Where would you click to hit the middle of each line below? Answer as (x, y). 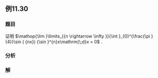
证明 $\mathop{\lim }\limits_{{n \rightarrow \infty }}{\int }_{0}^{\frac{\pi (78, 36)
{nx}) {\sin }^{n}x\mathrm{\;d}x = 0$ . (64, 42)
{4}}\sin (13, 42)
